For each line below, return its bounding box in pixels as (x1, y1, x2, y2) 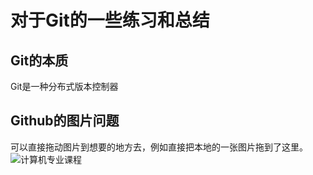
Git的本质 (10, 52, 69, 69)
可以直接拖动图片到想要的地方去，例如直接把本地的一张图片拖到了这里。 (10, 141, 308, 153)
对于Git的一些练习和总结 (10, 9, 210, 32)
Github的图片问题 (10, 112, 120, 130)
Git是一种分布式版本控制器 (10, 81, 119, 92)
